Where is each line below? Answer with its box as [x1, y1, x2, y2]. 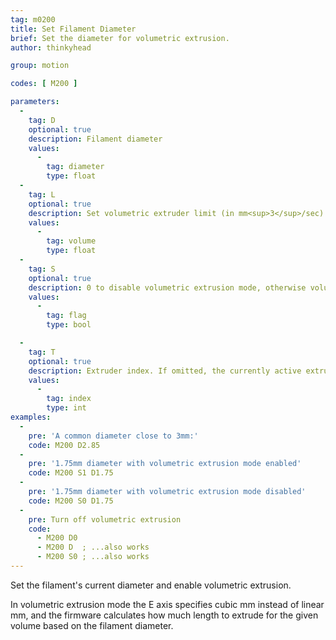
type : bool [46, 320, 92, 330]
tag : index [46, 394, 92, 404]
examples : [10, 412, 52, 422]
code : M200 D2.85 [28, 440, 101, 450]
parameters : [10, 97, 60, 107]
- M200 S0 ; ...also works [36, 552, 150, 562]
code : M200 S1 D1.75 [28, 468, 114, 478]
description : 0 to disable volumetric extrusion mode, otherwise [28, 282, 307, 293]
